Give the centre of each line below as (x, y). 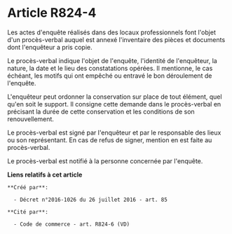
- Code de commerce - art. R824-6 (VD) (72, 224)
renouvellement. (31, 119)
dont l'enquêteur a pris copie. (50, 47)
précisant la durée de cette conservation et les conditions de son (101, 111)
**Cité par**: (28, 212)
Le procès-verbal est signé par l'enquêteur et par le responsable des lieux (114, 132)
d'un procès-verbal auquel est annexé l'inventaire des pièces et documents (116, 39)
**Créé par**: (28, 187)
